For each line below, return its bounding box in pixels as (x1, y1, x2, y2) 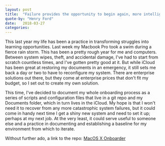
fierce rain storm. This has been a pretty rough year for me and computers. (5, 49, 157, 55)
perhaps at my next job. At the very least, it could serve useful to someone (5, 116, 156, 122)
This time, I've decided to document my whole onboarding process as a (5, 90, 150, 96)
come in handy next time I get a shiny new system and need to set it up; (5, 110, 151, 116)
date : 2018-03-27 (5, 21, 45, 26)
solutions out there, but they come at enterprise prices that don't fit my (5, 75, 149, 81)
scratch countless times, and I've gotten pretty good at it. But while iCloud (5, 60, 155, 65)
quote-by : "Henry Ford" (5, 16, 54, 21)
